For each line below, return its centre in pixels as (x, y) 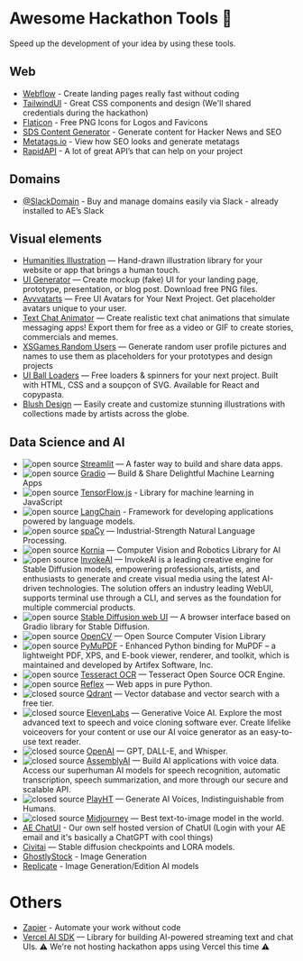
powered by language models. (78, 521)
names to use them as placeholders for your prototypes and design (147, 356)
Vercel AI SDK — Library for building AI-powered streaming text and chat (158, 938)
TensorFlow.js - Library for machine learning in (167, 493)
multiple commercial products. (79, 608)
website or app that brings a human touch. (101, 270)
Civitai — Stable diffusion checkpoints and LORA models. (129, 847)
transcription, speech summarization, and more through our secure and (155, 780)
